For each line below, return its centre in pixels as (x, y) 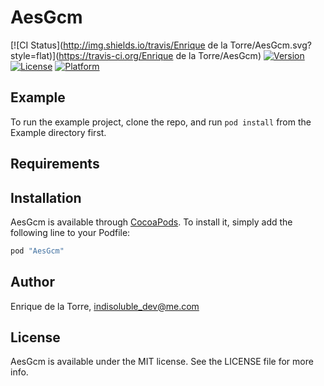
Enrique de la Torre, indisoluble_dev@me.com (105, 306)
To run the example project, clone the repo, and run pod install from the (161, 122)
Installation (46, 197)
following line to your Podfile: (70, 232)
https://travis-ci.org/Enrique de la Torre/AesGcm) (160, 55)
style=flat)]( (35, 55)
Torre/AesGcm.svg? (270, 45)
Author (32, 282)
